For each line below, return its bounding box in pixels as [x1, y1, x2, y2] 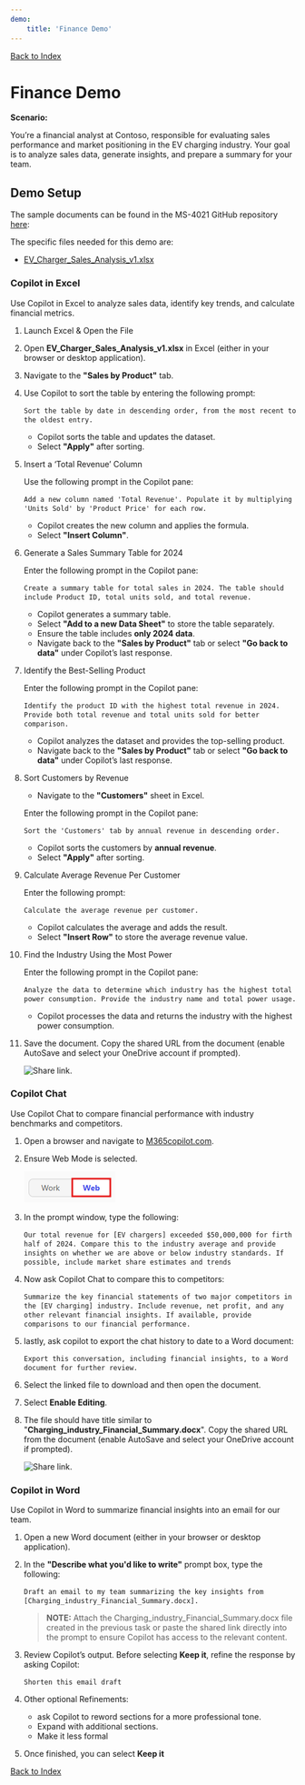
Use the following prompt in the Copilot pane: [23, 476, 194, 486]
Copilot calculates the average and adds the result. [36, 921, 228, 932]
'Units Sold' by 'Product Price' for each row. [23, 504, 207, 513]
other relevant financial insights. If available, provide [23, 1310, 252, 1319]
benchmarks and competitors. [10, 1118, 123, 1128]
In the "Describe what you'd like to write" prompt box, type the [23, 1559, 263, 1570]
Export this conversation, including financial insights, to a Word [23, 1354, 289, 1363]
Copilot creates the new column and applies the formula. [36, 519, 250, 531]
